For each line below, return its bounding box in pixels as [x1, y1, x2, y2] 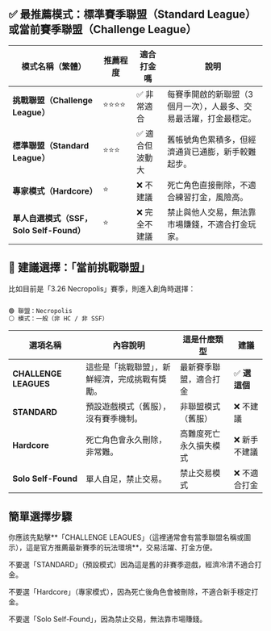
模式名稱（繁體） [21, 61, 86, 72]
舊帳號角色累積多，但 [167, 134, 248, 145]
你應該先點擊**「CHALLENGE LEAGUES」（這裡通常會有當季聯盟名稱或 [8, 533, 244, 542]
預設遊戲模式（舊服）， [85, 401, 171, 412]
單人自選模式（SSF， [12, 212, 93, 224]
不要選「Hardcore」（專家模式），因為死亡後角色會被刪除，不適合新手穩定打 [8, 587, 259, 597]
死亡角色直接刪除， [167, 179, 240, 190]
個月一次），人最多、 [167, 100, 244, 111]
